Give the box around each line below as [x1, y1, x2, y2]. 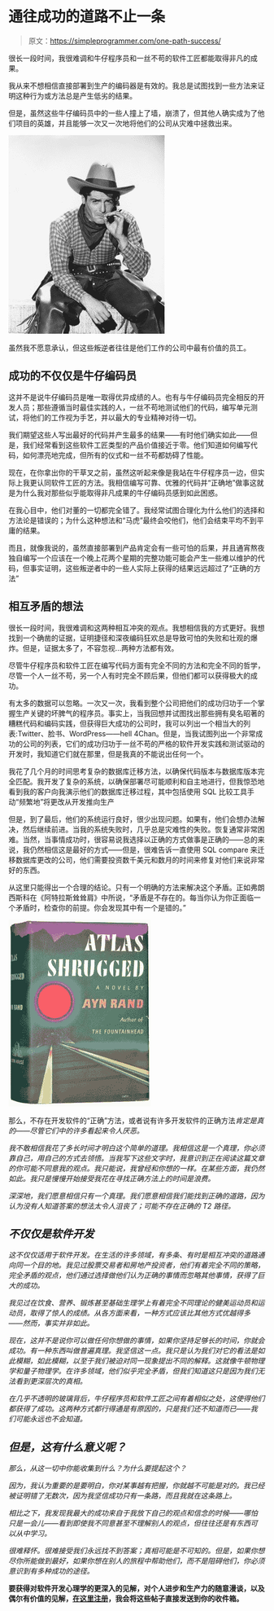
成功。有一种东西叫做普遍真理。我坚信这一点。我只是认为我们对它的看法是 [8, 1345, 258, 1356]
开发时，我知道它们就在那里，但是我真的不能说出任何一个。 [8, 748, 208, 758]
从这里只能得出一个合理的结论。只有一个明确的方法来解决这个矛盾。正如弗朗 [8, 882, 265, 892]
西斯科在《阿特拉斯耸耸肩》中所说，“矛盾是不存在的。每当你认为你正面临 [8, 893, 254, 902]
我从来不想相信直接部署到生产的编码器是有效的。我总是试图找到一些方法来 [8, 81, 258, 90]
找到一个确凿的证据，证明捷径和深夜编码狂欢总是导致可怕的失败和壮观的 [8, 633, 250, 643]
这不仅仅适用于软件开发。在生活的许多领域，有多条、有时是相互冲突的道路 [8, 1250, 258, 1260]
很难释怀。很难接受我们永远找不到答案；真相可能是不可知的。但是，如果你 [8, 1546, 258, 1556]
